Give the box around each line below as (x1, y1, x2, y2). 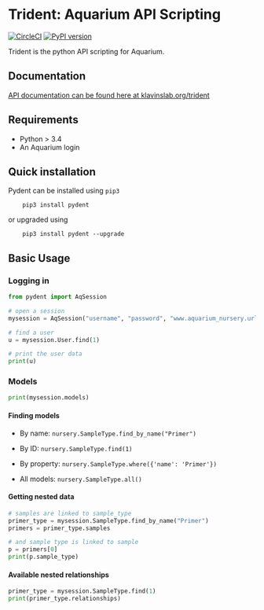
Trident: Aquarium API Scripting (8, 6, 222, 24)
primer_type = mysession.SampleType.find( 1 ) (8, 587, 156, 595)
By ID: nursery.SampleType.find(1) (19, 443, 133, 453)
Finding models (8, 410, 60, 420)
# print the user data (8, 350, 82, 358)
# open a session (8, 307, 65, 315)
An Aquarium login (19, 142, 80, 152)
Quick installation (8, 165, 97, 178)
